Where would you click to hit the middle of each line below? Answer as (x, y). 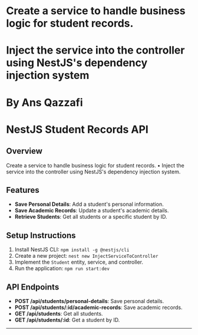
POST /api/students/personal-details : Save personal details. (89, 301)
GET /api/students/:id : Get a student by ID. (67, 320)
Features (23, 190)
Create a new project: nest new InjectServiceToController (86, 256)
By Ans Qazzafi (44, 102)
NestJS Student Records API (77, 129)
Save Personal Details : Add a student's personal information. (89, 204)
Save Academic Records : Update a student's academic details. (92, 211)
